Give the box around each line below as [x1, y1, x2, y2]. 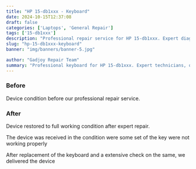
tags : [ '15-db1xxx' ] [6, 30, 57, 36]
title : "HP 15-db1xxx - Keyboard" [6, 8, 90, 15]
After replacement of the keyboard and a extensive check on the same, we [6, 152, 185, 159]
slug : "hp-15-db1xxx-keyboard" [6, 41, 82, 47]
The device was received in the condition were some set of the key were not [6, 134, 190, 141]
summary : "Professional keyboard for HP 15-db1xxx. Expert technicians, [6, 62, 187, 68]
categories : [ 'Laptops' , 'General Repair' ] [6, 24, 114, 31]
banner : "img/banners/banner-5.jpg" [6, 47, 95, 52]
